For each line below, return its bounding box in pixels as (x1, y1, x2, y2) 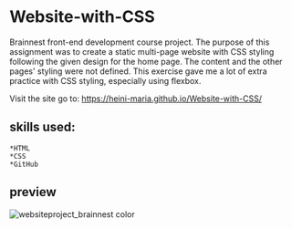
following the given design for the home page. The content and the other (9, 56, 283, 67)
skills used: (9, 120, 76, 135)
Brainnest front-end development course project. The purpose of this (9, 36, 270, 47)
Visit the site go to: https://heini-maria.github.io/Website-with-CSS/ (9, 93, 263, 104)
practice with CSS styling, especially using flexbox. (9, 75, 202, 86)
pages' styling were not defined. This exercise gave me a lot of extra (9, 66, 267, 77)
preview (9, 184, 57, 200)
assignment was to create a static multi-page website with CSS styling (9, 46, 275, 57)
